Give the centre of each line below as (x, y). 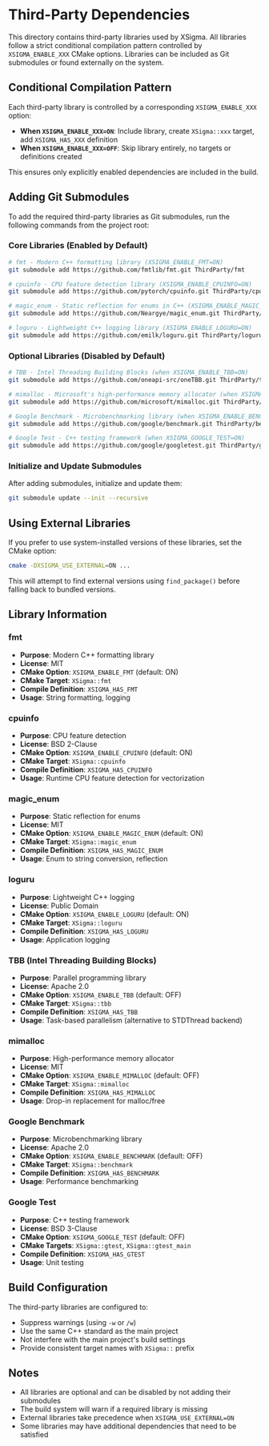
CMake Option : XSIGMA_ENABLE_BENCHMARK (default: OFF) (111, 1156)
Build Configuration (58, 1288)
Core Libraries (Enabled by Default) (78, 246)
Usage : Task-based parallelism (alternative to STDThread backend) (131, 1020)
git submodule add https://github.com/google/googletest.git (112, 446)
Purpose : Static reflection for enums (80, 816)
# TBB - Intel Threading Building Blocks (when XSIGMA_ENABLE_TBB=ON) (128, 373)
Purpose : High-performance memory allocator (97, 1058)
